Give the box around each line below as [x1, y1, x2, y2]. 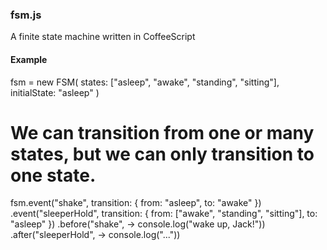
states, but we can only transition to [10, 143, 315, 165]
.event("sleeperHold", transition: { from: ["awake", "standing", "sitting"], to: [10, 208, 318, 220]
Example [10, 53, 48, 65]
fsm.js [10, 8, 42, 22]
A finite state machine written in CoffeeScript [10, 31, 196, 43]
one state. [10, 164, 97, 187]
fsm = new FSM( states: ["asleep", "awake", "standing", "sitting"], [10, 76, 280, 88]
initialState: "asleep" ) [10, 86, 100, 98]
